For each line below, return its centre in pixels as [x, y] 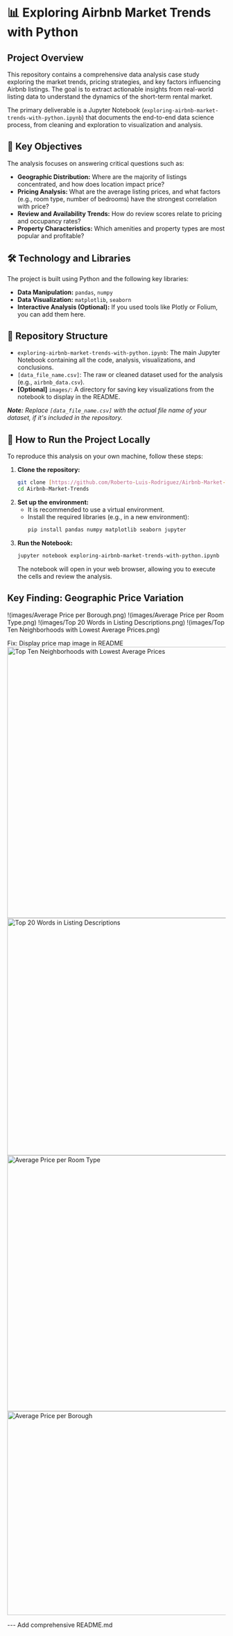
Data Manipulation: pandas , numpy [65, 292]
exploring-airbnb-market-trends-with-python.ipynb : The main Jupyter [119, 353]
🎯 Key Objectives [45, 147]
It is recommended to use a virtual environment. [96, 509]
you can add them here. [51, 314]
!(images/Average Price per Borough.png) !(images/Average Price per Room [115, 615]
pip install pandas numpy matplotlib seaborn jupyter [107, 530]
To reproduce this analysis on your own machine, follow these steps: [105, 456]
